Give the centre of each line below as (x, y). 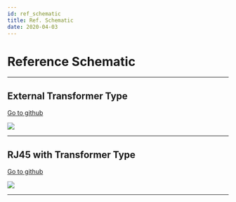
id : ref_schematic (34, 14)
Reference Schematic (71, 61)
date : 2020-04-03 (33, 27)
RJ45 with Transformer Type (71, 155)
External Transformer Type (67, 96)
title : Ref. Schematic (40, 20)
